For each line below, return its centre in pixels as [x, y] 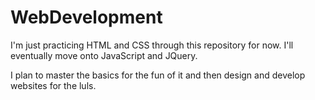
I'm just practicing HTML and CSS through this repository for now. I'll [152, 45]
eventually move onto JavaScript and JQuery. [104, 55]
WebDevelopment [86, 17]
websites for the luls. [53, 85]
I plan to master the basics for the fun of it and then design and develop [158, 75]
